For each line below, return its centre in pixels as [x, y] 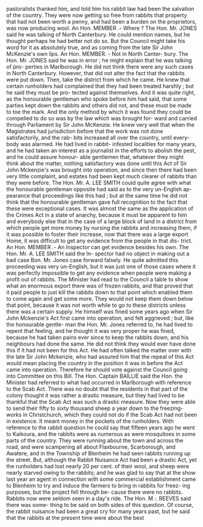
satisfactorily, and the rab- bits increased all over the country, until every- [98, 138]
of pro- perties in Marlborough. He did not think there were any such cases [100, 67]
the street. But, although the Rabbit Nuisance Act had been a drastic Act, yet [101, 460]
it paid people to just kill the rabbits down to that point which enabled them [99, 292]
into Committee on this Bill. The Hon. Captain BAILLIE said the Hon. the [95, 376]
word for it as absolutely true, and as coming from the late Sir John [90, 47]
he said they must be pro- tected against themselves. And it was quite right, [101, 92]
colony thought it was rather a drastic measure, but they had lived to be [95, 395]
